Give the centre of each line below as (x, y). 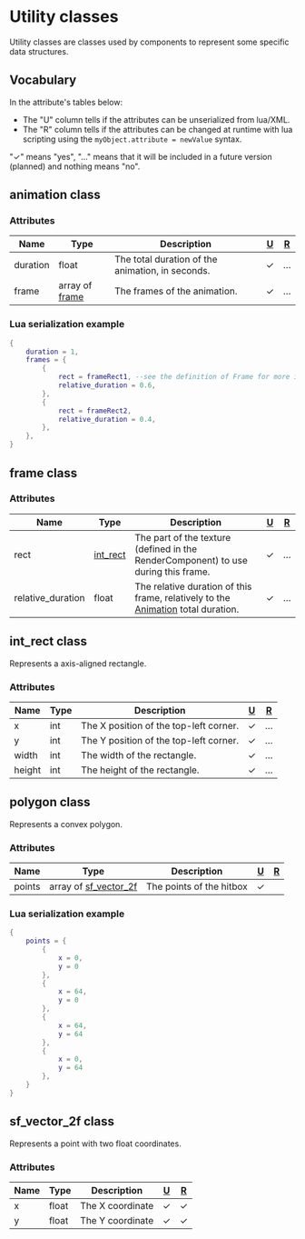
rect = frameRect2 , (94, 411)
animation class (55, 195)
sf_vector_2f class (62, 1121)
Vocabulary (43, 80)
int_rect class (49, 641)
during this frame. (172, 572)
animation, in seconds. (162, 271)
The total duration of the (166, 259)
